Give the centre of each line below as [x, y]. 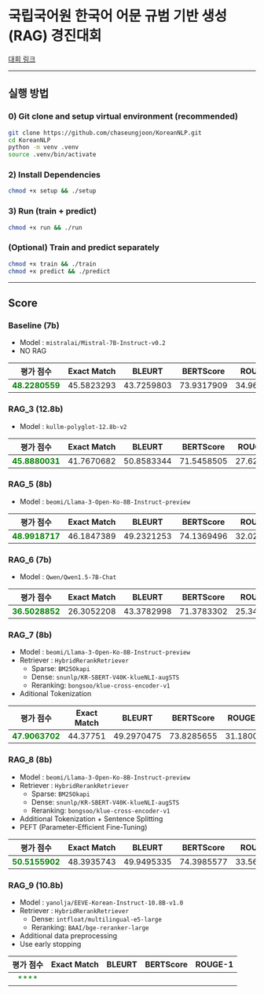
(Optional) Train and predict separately [84, 248]
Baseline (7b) [34, 325]
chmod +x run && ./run [45, 227]
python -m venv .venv [44, 147]
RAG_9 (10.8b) [36, 885]
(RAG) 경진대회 [55, 36]
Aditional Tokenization [55, 694]
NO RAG [33, 351]
